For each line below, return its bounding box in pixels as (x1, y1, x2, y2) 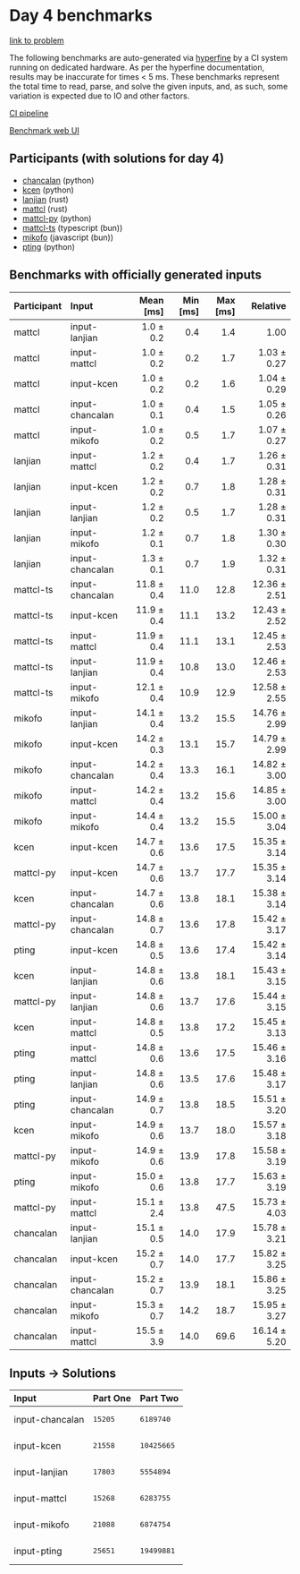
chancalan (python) (21, 175, 95, 185)
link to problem (9, 35, 64, 46)
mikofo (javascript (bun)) (21, 232, 114, 243)
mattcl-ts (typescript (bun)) (21, 222, 123, 233)
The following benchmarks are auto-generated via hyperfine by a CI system (9, 52, 288, 63)
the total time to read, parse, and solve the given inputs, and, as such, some (9, 81, 288, 91)
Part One (92, 1392, 132, 1405)
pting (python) (21, 241, 76, 252)
